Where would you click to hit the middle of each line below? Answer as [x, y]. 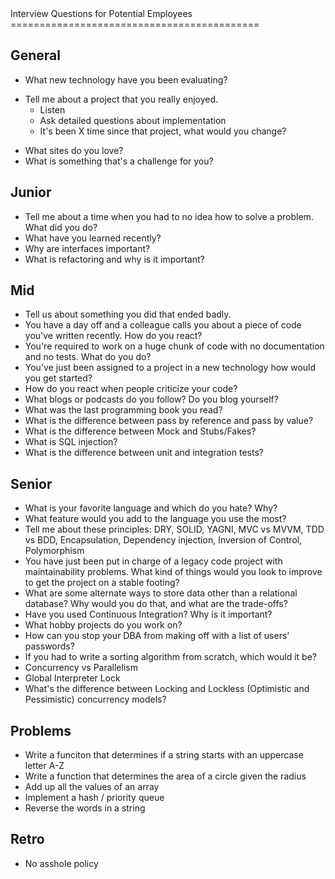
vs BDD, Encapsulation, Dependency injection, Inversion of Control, [163, 540]
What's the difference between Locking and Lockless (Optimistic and [167, 689]
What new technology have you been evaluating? [126, 79]
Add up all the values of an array [92, 787]
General [36, 55]
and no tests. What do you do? [88, 357]
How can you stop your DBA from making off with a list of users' [157, 636]
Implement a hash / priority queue [94, 798]
